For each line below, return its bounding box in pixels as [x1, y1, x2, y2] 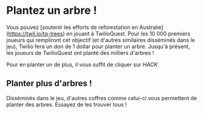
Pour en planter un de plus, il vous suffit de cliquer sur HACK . [6, 61, 159, 68]
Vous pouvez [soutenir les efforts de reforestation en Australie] [6, 24, 164, 31]
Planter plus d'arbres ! [6, 78, 92, 89]
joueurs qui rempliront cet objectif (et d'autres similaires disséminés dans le [6, 36, 195, 43]
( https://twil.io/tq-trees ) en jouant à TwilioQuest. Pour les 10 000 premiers [6, 30, 191, 37]
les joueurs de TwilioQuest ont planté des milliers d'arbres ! [6, 49, 155, 56]
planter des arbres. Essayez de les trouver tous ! [6, 101, 127, 108]
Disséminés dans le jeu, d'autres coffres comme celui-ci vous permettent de [6, 94, 197, 101]
